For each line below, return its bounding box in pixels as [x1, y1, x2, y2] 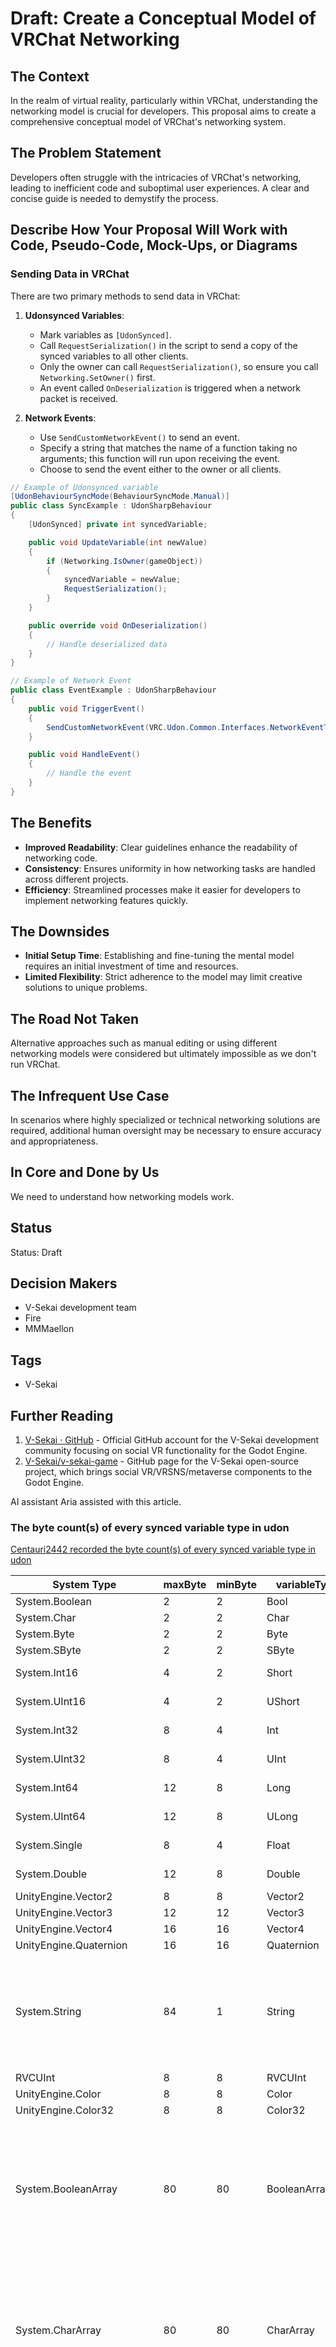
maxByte [163, 1578, 207, 1592]
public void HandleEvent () [28, 750, 141, 760]
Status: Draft [10, 1246, 63, 1258]
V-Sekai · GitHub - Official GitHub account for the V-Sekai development [24, 1434, 320, 1446]
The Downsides [10, 923, 110, 940]
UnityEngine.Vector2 [15, 1890, 113, 1904]
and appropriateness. [10, 1135, 99, 1147]
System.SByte [15, 1643, 82, 1657]
